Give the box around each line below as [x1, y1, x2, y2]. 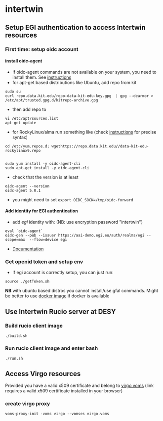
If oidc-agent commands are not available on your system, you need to [12, 69, 157, 75]
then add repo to [12, 106, 46, 112]
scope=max [5, 237, 26, 242]
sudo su [5, 89, 21, 94]
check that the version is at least [12, 174, 79, 180]
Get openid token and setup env [5, 258, 83, 265]
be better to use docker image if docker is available [5, 293, 110, 299]
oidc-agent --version [5, 184, 50, 188]
